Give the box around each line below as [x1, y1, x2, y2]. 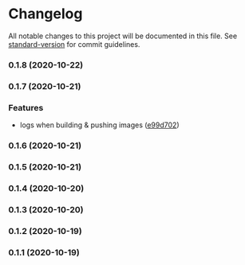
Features [8, 102, 44, 113]
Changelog [8, 5, 83, 23]
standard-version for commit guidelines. [8, 39, 140, 49]
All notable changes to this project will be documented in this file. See [8, 31, 238, 41]
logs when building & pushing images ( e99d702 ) [19, 120, 180, 130]
